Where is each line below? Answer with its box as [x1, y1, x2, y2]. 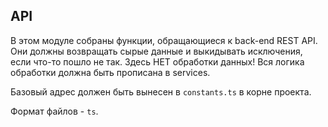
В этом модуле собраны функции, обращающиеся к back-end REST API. [10, 34, 318, 46]
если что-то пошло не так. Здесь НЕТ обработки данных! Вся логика [10, 55, 305, 68]
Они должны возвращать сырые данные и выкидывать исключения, [10, 45, 303, 57]
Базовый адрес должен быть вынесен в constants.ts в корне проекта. [10, 85, 312, 98]
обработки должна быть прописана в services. [10, 66, 211, 78]
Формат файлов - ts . [10, 105, 99, 117]
